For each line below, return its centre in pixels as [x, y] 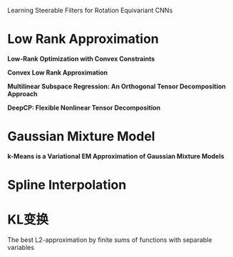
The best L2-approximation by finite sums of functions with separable [110, 240]
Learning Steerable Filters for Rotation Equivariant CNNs [90, 10]
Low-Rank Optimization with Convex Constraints [81, 58]
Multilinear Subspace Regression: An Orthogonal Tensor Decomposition [116, 86]
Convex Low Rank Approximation [58, 72]
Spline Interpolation [67, 185]
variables [21, 247]
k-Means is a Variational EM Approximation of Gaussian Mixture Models [116, 156]
